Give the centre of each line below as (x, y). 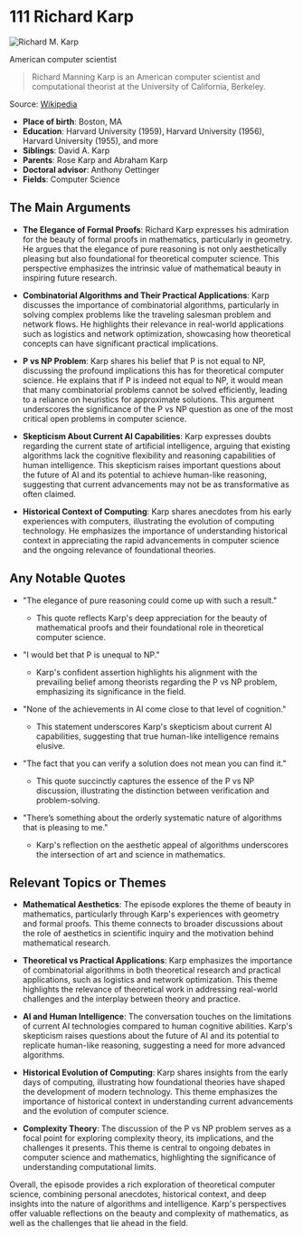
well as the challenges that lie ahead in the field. (99, 1223)
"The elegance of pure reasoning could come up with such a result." (150, 600)
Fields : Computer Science (71, 179)
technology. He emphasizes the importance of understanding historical (155, 531)
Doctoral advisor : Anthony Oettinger (91, 169)
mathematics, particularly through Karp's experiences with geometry (151, 914)
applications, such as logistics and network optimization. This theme (150, 980)
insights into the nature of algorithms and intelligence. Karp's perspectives (148, 1204)
